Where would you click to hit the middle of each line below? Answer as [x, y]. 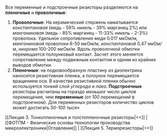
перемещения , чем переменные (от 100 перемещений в [73, 97]
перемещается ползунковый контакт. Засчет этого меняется [78, 54]
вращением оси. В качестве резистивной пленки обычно [74, 81]
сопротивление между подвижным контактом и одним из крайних [84, 59]
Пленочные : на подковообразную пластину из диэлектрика [77, 70]
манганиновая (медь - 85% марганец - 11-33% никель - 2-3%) [80, 33]
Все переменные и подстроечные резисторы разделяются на [72, 7]
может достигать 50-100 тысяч [46, 108]
